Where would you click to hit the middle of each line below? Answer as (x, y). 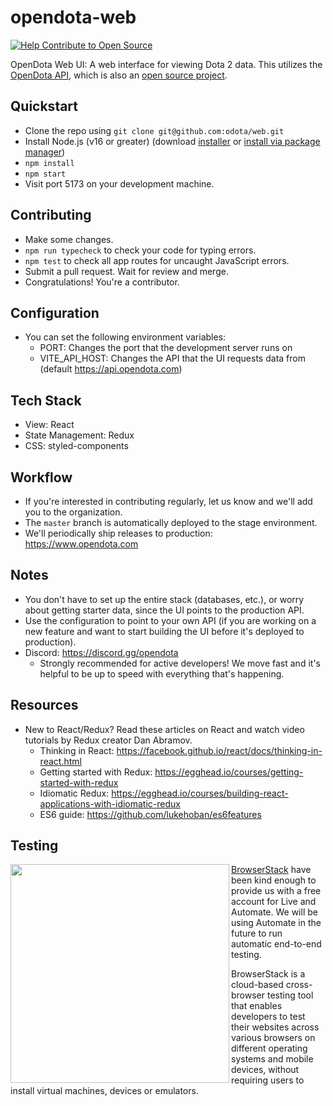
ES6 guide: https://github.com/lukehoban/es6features (150, 814)
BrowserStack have (271, 870)
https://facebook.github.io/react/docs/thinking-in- (219, 750)
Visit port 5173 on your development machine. (119, 183)
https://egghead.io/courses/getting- (229, 772)
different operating (269, 1048)
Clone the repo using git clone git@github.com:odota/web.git (154, 130)
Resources (44, 705)
